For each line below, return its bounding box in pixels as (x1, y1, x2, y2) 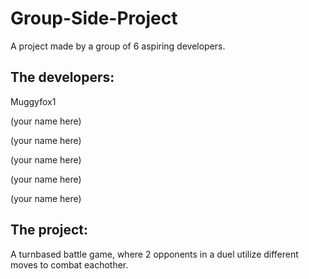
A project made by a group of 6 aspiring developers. (10, 40, 226, 52)
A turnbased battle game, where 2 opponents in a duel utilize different (10, 248, 299, 260)
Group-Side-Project (10, 7, 178, 30)
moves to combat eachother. (10, 258, 129, 271)
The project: (10, 222, 88, 239)
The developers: (10, 69, 115, 86)
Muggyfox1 (10, 95, 57, 107)
